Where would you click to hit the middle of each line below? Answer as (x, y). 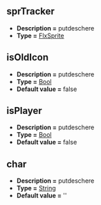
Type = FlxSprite (40, 35)
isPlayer (24, 111)
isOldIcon (28, 57)
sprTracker (30, 11)
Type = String (36, 188)
